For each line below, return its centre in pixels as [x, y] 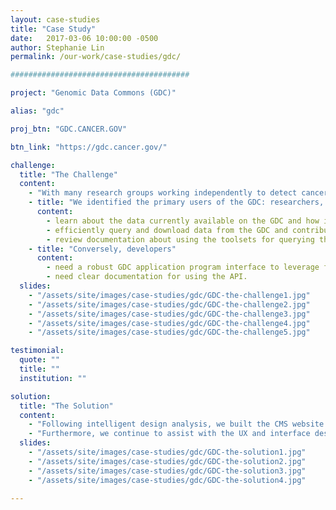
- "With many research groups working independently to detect [163, 193]
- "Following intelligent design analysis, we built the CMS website [176, 424]
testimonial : [37, 351]
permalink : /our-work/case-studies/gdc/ [96, 57]
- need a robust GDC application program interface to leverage [183, 267]
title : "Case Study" [53, 29]
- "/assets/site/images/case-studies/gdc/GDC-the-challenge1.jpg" [169, 295]
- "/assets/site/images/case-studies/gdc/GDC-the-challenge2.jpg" [169, 304]
